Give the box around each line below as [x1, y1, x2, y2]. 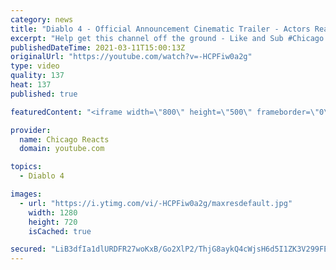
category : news [10, 14, 74, 25]
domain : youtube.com [19, 144, 105, 154]
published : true [10, 89, 78, 99]
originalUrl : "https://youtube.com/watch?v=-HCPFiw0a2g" [10, 52, 253, 62]
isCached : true [28, 226, 92, 236]
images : [10, 189, 43, 199]
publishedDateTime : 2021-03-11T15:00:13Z [10, 42, 186, 53]
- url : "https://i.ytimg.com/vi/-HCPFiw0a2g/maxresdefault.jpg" [19, 198, 293, 208]
